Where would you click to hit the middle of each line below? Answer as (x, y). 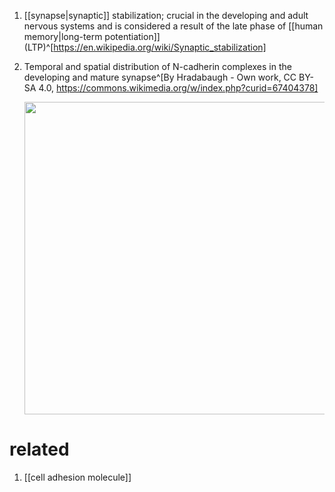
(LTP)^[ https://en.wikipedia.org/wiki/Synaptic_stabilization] (145, 47)
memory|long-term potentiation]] (92, 36)
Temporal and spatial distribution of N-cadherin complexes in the (157, 66)
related (39, 449)
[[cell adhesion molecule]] (77, 477)
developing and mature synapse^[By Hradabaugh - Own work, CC (160, 77)
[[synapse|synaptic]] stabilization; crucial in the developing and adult (166, 15)
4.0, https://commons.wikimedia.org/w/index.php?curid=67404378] (178, 88)
